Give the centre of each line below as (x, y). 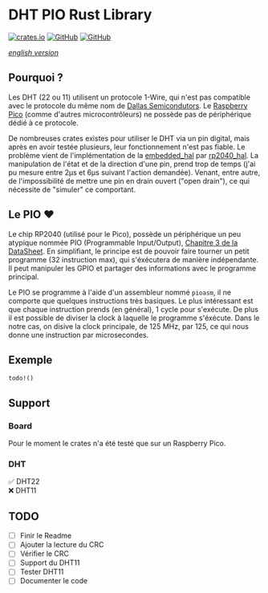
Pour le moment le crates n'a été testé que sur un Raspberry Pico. (117, 444)
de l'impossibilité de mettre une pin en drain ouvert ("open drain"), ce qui (129, 181)
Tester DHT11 (42, 572)
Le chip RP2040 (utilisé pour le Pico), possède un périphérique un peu (125, 234)
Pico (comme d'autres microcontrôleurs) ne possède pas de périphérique (130, 114)
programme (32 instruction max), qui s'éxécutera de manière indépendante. (134, 259)
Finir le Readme (46, 536)
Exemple (30, 360)
